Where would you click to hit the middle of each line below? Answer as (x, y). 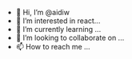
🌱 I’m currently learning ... (58, 29)
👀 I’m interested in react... (58, 21)
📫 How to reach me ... (53, 47)
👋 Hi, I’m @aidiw (43, 12)
